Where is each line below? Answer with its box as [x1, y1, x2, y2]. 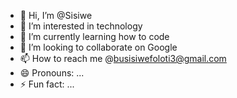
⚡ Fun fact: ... [19, 78, 75, 90]
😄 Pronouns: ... [19, 67, 85, 79]
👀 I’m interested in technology [19, 20, 143, 32]
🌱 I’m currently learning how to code [19, 31, 170, 42]
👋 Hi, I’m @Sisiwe [19, 10, 93, 21]
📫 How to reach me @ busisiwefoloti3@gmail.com [19, 53, 227, 64]
